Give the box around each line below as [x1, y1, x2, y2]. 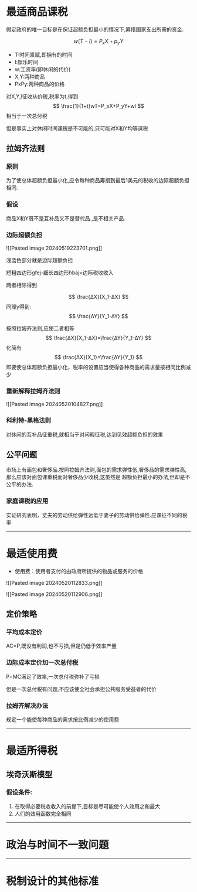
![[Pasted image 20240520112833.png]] [6, 579, 103, 586]
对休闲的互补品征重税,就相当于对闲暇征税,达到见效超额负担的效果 [6, 431, 164, 438]
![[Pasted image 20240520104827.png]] [6, 401, 103, 408]
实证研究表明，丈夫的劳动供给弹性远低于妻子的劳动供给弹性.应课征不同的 [6, 511, 183, 519]
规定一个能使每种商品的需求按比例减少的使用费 [6, 716, 119, 723]
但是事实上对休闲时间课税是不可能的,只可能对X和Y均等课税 [6, 124, 148, 132]
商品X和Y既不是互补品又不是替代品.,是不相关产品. [6, 215, 126, 222]
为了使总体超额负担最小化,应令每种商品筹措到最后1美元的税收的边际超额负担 [6, 177, 189, 184]
